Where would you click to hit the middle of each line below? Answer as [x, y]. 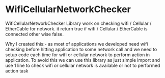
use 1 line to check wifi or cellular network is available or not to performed [83, 65]
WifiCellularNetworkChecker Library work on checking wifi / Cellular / [78, 23]
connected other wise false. [34, 34]
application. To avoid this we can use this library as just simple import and [83, 60]
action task [17, 71]
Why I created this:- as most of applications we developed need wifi [77, 44]
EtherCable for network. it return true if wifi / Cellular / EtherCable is [76, 28]
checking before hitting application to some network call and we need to [81, 49]
